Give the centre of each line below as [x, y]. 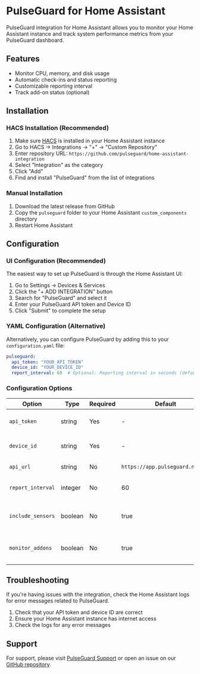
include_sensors [32, 516]
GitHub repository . [29, 664]
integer [71, 487]
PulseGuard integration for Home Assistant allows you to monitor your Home [100, 27]
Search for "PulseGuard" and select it [61, 298]
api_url [20, 467]
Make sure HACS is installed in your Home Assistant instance [90, 141]
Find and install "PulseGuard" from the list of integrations [85, 178]
